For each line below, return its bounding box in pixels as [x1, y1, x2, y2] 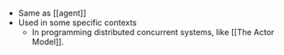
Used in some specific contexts [17, 17, 137, 28]
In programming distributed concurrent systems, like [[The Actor [31, 27, 275, 37]
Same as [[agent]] [17, 8, 87, 18]
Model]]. [31, 36, 65, 47]
